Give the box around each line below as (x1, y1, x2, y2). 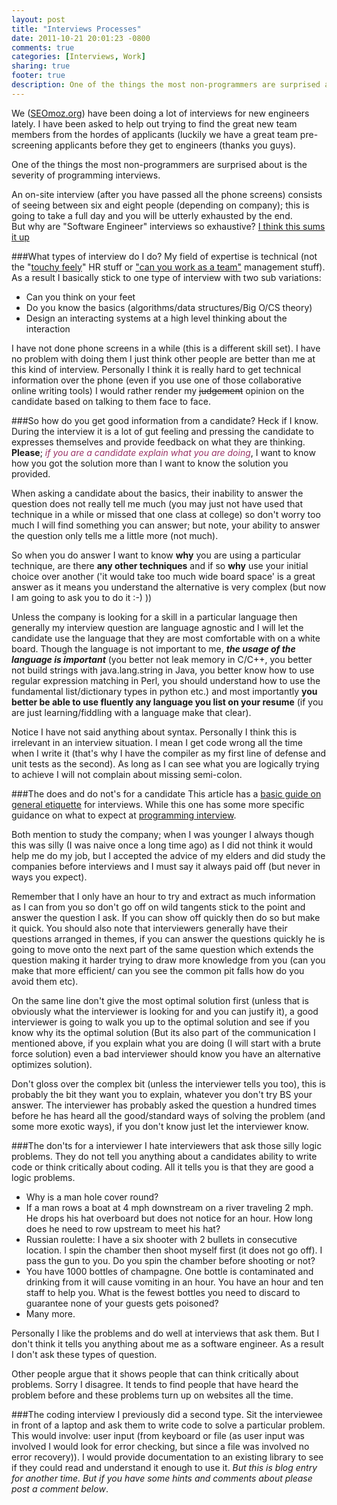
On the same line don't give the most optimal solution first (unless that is (11, 994, 309, 1006)
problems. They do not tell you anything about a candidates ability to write (11, 1150, 318, 1162)
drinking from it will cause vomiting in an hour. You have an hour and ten (25, 1276, 324, 1288)
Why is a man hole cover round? (25, 1191, 159, 1203)
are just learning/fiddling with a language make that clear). (11, 706, 252, 718)
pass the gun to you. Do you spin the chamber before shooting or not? (25, 1254, 316, 1266)
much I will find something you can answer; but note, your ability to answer (11, 519, 321, 531)
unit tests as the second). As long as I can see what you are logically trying (11, 757, 320, 770)
